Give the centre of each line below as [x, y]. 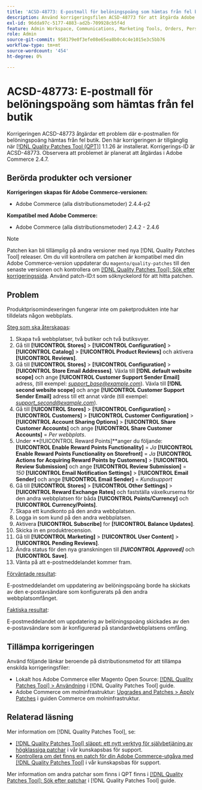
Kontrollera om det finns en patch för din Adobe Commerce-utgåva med [104, 756]
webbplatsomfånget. [32, 599]
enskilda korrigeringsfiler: [38, 668]
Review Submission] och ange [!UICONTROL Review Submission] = [101, 466]
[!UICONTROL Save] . [42, 556]
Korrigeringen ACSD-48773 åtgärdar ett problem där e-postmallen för [93, 133]
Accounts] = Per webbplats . [51, 435]
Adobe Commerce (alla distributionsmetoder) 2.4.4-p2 [83, 204]
